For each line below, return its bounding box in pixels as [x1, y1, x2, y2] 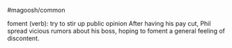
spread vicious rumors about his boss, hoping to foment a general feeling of [7, 27, 225, 35]
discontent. [7, 34, 40, 42]
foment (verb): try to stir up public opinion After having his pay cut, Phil [7, 19, 211, 27]
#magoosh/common [7, 6, 65, 14]
